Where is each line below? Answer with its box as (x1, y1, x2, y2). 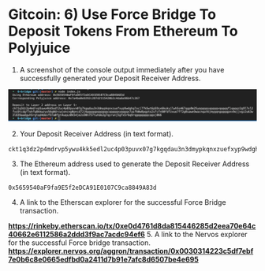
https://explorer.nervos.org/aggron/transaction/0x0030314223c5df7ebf (8, 247, 254, 256)
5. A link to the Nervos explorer (147, 230, 248, 239)
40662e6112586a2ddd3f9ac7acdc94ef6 (8, 230, 146, 239)
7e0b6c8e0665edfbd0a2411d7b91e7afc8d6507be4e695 (8, 254, 200, 265)
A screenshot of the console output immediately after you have (19, 65, 225, 74)
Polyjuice (8, 39, 71, 57)
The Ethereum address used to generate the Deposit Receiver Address (19, 159, 250, 169)
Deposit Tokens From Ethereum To (8, 22, 238, 40)
